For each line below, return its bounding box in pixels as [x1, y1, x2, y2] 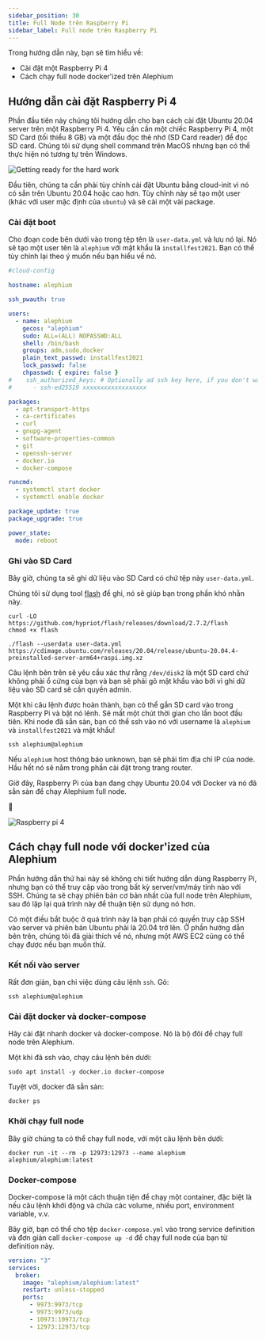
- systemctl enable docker [15, 493, 104, 502]
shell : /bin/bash [22, 339, 80, 347]
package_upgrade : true [8, 514, 83, 523]
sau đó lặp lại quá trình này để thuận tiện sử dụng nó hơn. [8, 898, 196, 908]
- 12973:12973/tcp [28, 1322, 90, 1331]
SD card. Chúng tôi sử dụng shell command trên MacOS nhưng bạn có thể [8, 141, 251, 151]
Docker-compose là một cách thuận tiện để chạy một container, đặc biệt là [8, 1192, 252, 1201]
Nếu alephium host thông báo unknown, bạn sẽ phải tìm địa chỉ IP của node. [8, 754, 256, 764]
